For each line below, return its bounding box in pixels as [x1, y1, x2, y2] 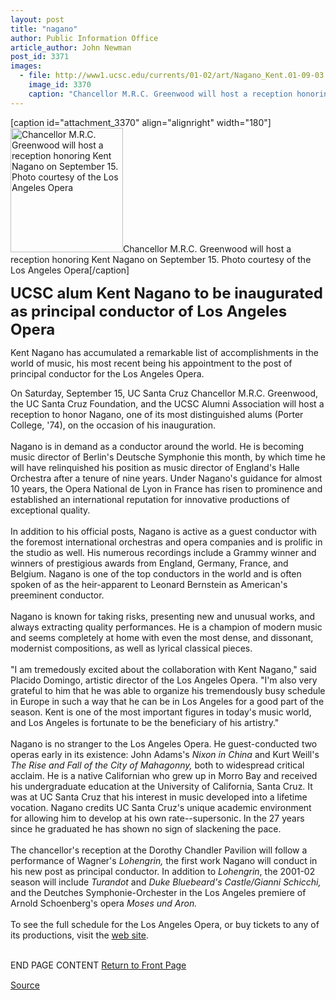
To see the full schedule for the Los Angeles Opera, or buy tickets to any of [10, 918, 320, 930]
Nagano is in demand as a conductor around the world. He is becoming [10, 440, 305, 452]
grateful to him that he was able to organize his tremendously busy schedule [10, 684, 326, 696]
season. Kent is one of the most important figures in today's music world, [10, 706, 312, 718]
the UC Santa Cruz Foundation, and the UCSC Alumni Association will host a [10, 397, 325, 410]
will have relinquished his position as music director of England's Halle [10, 461, 300, 473]
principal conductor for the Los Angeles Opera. [10, 367, 205, 380]
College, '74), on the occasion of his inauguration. [10, 419, 217, 431]
